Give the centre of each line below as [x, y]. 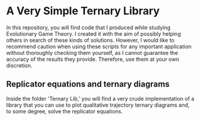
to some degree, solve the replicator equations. [65, 111]
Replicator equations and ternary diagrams [88, 84]
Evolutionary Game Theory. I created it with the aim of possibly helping [94, 33]
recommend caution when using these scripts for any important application [99, 46]
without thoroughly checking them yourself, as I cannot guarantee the [92, 52]
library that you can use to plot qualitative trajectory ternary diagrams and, [98, 105]
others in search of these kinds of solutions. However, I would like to [90, 40]
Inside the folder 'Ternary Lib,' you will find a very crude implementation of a [100, 98]
